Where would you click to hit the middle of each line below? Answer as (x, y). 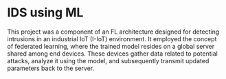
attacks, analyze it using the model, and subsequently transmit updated (108, 60)
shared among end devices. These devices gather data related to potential (112, 54)
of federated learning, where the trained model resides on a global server (111, 46)
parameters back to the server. (51, 68)
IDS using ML (45, 13)
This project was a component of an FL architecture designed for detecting (113, 32)
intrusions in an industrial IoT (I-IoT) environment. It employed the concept (112, 38)
